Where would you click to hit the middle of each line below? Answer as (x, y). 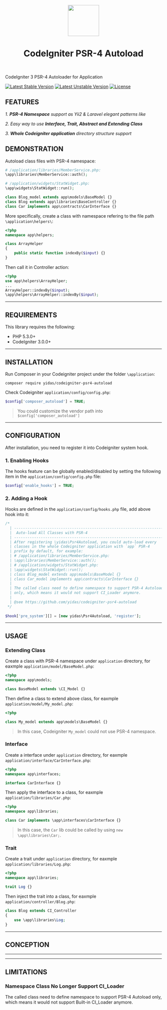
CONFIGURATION (33, 435)
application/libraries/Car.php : (38, 798)
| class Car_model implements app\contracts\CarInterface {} (74, 579)
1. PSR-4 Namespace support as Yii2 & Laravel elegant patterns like (76, 114)
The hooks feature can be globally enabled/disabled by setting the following (83, 471)
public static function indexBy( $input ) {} (60, 253)
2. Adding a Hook (26, 498)
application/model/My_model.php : (39, 703)
